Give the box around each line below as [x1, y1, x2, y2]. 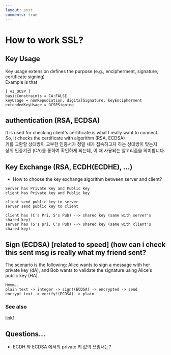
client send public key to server [5, 200, 79, 205]
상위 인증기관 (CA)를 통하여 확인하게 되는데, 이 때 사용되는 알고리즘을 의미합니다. [5, 148, 165, 154]
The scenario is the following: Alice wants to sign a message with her [5, 262, 150, 268]
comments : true [5, 12, 38, 17]
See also [5, 303, 27, 310]
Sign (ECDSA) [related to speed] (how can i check [5, 240, 166, 249]
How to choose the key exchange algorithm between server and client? [12, 176, 162, 182]
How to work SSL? [5, 34, 84, 46]
